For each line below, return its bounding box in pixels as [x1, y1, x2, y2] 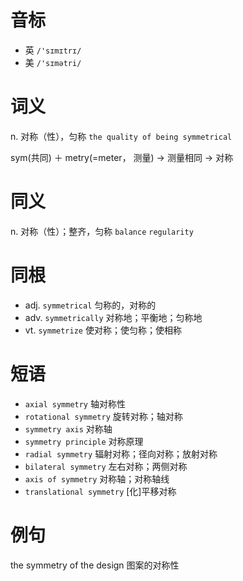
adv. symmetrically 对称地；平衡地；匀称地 [24, 311, 203, 323]
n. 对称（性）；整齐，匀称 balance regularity [10, 225, 194, 237]
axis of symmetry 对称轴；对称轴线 [24, 472, 170, 485]
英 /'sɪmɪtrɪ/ [24, 44, 82, 56]
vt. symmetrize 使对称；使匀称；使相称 [24, 324, 182, 336]
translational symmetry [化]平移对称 [24, 485, 177, 497]
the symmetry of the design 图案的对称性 [10, 559, 180, 571]
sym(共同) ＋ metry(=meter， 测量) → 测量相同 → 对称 [10, 151, 234, 163]
